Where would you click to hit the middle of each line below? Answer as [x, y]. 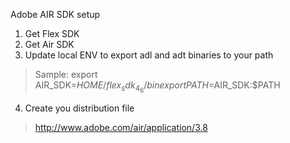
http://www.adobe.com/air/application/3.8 [121, 128]
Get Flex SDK [52, 33]
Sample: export [66, 74]
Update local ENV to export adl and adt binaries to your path [149, 55]
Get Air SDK [49, 44]
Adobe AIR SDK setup [55, 14]
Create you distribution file [79, 108]
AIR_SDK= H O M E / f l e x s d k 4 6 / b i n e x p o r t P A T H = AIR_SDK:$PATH [157, 87]
